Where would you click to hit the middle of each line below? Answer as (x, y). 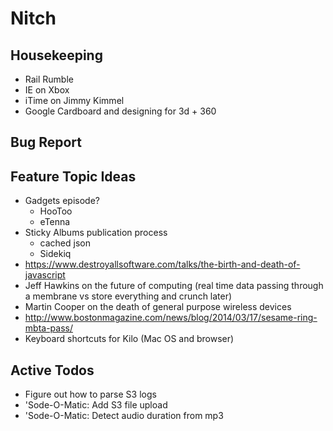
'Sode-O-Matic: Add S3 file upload (96, 405)
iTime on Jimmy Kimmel (74, 100)
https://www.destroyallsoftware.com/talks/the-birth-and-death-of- (162, 264)
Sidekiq (55, 254)
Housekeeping (56, 55)
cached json (65, 243)
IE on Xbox (47, 90)
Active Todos (52, 370)
